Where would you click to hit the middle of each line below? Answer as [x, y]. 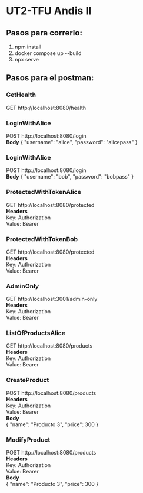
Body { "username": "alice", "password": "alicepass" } [72, 142]
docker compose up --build [48, 53]
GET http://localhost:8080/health [46, 108]
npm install [28, 47]
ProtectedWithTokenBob [42, 239]
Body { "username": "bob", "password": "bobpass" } [70, 177]
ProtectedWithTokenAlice [44, 192]
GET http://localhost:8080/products [49, 346]
